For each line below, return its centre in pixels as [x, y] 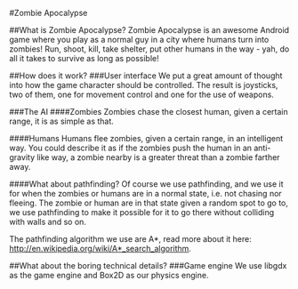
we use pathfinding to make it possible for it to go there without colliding [141, 212]
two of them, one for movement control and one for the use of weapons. [141, 94]
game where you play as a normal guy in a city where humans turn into [139, 40]
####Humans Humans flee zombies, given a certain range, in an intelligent [146, 138]
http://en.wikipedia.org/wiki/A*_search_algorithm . [100, 249]
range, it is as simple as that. [61, 121]
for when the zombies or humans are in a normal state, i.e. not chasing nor [145, 193]
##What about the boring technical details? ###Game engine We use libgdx [148, 265]
